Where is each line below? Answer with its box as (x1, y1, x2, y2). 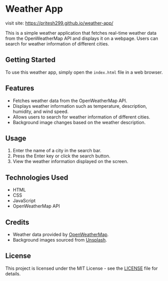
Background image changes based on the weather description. (12, 119, 146, 125)
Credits (5, 218, 30, 226)
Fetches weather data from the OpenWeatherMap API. (12, 98, 128, 104)
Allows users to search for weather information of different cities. (12, 113, 151, 120)
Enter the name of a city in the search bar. (12, 148, 101, 154)
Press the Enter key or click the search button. (12, 153, 111, 159)
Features (5, 84, 34, 92)
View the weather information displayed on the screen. (12, 158, 129, 165)
